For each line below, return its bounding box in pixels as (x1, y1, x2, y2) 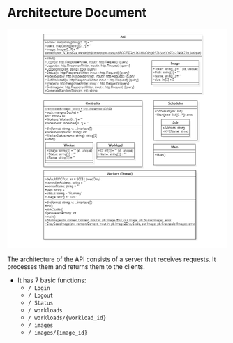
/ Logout (27, 292, 54, 300)
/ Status (27, 300, 54, 307)
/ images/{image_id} (27, 330, 88, 337)
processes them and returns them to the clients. (7, 263, 145, 271)
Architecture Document (7, 5, 147, 21)
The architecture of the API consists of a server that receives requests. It (7, 255, 216, 263)
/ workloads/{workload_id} (27, 314, 107, 322)
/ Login (27, 285, 50, 292)
